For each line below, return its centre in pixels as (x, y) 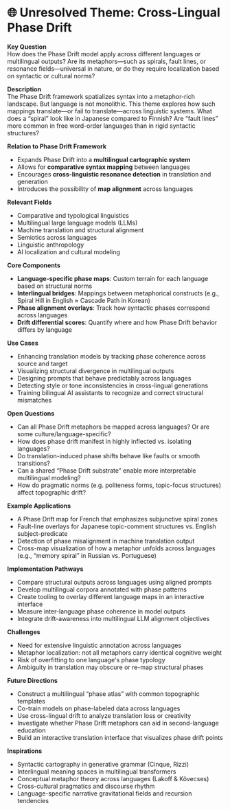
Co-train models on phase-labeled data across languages (99, 708)
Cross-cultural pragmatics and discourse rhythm (86, 786)
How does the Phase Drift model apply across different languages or (104, 54)
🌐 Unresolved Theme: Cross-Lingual (114, 13)
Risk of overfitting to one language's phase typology (91, 660)
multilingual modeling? (49, 477)
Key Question (27, 47)
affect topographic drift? (51, 492)
